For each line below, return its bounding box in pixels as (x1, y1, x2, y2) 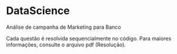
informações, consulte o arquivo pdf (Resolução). (6, 41, 126, 48)
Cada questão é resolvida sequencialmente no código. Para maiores (6, 35, 172, 42)
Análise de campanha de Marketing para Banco (6, 23, 122, 31)
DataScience (6, 4, 70, 18)
